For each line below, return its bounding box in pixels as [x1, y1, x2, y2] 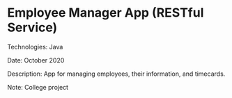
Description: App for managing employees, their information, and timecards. [7, 70, 226, 78]
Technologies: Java [7, 42, 63, 51]
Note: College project [7, 83, 68, 91]
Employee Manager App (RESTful [7, 5, 204, 21]
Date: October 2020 [7, 56, 65, 64]
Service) [7, 19, 58, 35]
